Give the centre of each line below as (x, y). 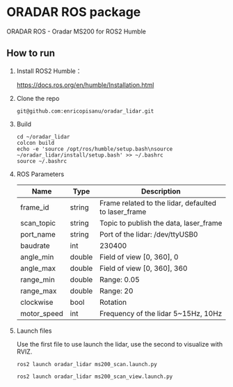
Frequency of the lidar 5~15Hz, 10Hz (161, 313)
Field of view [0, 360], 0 (139, 257)
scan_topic (38, 223)
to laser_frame (123, 212)
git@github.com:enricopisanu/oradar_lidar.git (85, 111)
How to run (31, 53)
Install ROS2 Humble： (49, 71)
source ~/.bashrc (42, 161)
